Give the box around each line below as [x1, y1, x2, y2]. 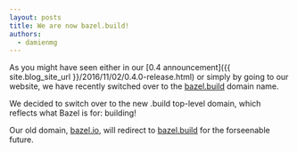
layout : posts [9, 12, 62, 22]
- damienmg [17, 37, 58, 47]
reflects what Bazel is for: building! [9, 108, 136, 118]
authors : [9, 29, 42, 38]
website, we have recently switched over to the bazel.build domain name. [9, 81, 279, 92]
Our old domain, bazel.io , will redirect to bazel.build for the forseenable [9, 125, 270, 136]
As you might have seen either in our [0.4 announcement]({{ [9, 62, 231, 73]
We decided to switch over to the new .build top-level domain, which [9, 99, 261, 109]
